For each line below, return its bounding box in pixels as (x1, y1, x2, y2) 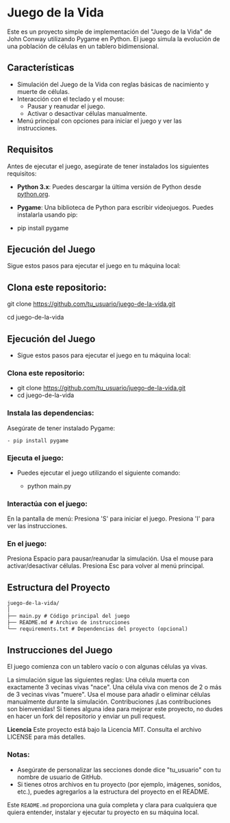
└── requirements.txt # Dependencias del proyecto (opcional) (7, 625, 188, 632)
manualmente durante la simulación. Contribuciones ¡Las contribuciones (7, 697, 212, 706)
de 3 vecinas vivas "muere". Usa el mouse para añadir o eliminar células (7, 691, 211, 699)
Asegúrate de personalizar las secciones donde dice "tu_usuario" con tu (16, 765, 221, 774)
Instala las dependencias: (7, 408, 94, 418)
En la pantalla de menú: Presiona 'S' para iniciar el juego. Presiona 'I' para (7, 514, 215, 523)
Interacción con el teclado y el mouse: (16, 95, 125, 103)
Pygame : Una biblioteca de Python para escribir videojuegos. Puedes (16, 203, 214, 211)
